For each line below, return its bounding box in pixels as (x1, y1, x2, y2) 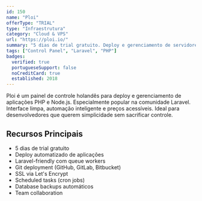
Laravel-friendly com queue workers (14, 157, 106, 164)
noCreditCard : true (11, 70, 61, 76)
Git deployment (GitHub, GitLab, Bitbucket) (14, 163, 121, 171)
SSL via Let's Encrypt (14, 170, 69, 177)
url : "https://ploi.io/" (6, 37, 69, 43)
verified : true (11, 59, 50, 65)
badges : (6, 53, 26, 59)
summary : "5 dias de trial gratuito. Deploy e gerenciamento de (6, 43, 171, 49)
